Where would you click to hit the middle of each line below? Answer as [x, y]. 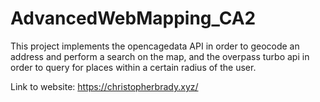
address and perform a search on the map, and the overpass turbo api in [160, 56]
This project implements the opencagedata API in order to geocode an [155, 46]
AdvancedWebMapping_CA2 [133, 18]
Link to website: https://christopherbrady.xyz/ [104, 86]
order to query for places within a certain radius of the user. [133, 67]
